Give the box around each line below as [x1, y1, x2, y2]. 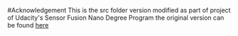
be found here [7, 21, 49, 29]
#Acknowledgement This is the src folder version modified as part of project [7, 6, 231, 14]
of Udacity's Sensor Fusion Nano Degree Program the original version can [7, 13, 225, 22]
